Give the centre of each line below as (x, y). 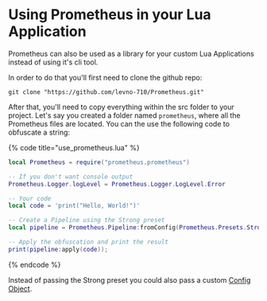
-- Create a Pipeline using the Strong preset (87, 221)
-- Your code (30, 198)
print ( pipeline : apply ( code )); (58, 249)
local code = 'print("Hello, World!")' (74, 206)
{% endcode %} (35, 264)
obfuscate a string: (39, 132)
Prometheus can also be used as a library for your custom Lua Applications (131, 53)
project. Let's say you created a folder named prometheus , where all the (124, 115)
